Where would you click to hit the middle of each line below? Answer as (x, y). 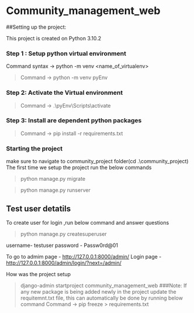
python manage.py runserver (55, 190)
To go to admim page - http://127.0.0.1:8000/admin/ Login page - (84, 256)
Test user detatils (39, 209)
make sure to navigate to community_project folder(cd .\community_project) (97, 161)
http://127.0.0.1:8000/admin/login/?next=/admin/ (64, 263)
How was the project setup (39, 274)
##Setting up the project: (36, 27)
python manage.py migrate (53, 179)
